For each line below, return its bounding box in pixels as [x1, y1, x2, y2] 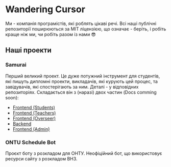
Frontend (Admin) [12, 126, 50, 132]
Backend [12, 121, 32, 127]
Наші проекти [5, 46, 52, 54]
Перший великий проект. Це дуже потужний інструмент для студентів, [5, 73, 160, 79]
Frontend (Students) [12, 104, 55, 110]
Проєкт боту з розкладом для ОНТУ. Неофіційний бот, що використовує [5, 150, 162, 156]
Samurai [5, 61, 27, 68]
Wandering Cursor [5, 4, 86, 15]
